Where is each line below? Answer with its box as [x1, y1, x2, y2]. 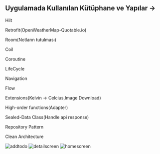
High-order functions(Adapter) [5, 104, 68, 110]
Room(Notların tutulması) [5, 36, 56, 42]
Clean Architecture [5, 133, 44, 139]
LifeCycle [5, 65, 25, 71]
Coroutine [5, 56, 26, 62]
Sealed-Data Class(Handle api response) [5, 114, 89, 120]
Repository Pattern [5, 123, 44, 129]
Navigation [5, 75, 27, 81]
